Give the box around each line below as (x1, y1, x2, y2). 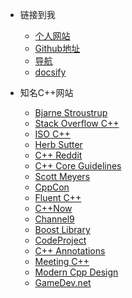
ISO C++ (34, 128, 71, 140)
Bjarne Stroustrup (34, 107, 108, 118)
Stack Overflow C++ (34, 118, 120, 129)
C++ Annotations (34, 245, 106, 257)
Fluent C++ (34, 192, 82, 203)
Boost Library (34, 224, 91, 235)
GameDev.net (34, 277, 92, 288)
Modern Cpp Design (34, 266, 119, 278)
